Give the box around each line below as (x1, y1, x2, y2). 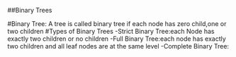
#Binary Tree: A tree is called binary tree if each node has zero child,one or (7, 20, 227, 27)
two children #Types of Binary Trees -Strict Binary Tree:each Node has (7, 27, 215, 35)
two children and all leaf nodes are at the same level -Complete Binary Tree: (7, 42, 229, 50)
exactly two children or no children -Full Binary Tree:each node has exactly (7, 34, 227, 43)
